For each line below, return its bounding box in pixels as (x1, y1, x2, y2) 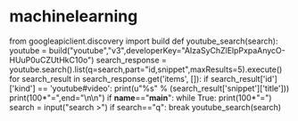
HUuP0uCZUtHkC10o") (9, 54, 95, 65)
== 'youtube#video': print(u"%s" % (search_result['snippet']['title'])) (37, 83, 290, 93)
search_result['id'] (210, 73, 278, 84)
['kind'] (9, 83, 36, 93)
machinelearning (9, 6, 138, 27)
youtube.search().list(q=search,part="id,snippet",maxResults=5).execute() (9, 64, 283, 75)
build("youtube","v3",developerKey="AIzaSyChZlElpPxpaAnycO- (48, 44, 286, 55)
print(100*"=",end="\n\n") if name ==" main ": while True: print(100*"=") (9, 92, 272, 103)
